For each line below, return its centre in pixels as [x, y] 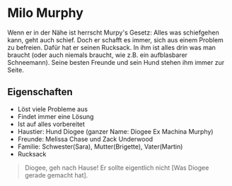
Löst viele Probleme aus [53, 109]
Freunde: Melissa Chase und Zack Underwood [85, 139]
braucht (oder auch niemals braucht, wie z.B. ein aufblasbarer [98, 55]
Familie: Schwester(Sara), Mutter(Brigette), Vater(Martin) [100, 147]
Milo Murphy [45, 13]
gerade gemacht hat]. [56, 175]
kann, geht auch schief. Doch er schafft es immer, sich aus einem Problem [116, 39]
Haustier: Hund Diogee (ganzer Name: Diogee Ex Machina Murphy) [115, 131]
